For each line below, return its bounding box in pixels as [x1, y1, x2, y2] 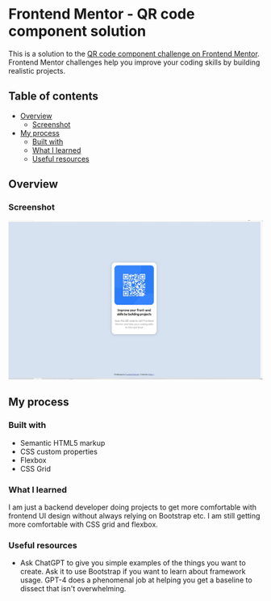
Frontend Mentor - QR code [8, 5, 195, 23]
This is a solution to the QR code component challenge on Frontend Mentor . [8, 49, 260, 58]
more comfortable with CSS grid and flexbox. [8, 519, 159, 529]
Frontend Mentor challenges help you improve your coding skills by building [8, 57, 261, 67]
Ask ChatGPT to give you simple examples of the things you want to [19, 558, 246, 568]
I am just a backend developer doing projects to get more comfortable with [8, 502, 256, 512]
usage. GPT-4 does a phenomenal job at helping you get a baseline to [19, 575, 252, 585]
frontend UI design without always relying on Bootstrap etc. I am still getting [8, 510, 261, 520]
